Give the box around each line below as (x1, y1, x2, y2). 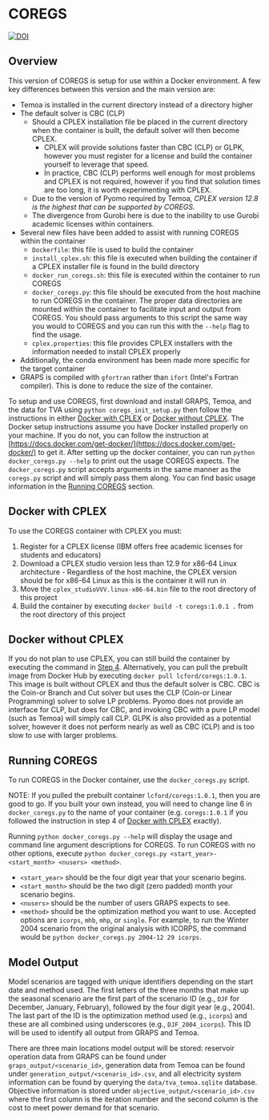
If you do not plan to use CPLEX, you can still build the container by (8, 654, 231, 663)
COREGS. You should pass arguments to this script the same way (31, 312, 248, 322)
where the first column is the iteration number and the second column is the (8, 1094, 259, 1104)
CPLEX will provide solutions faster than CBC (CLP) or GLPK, (43, 142, 245, 152)
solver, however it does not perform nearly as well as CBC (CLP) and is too (8, 722, 255, 731)
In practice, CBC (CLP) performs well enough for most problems (43, 167, 256, 177)
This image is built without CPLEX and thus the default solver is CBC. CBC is (8, 679, 260, 689)
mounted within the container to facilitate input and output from (31, 304, 242, 313)
